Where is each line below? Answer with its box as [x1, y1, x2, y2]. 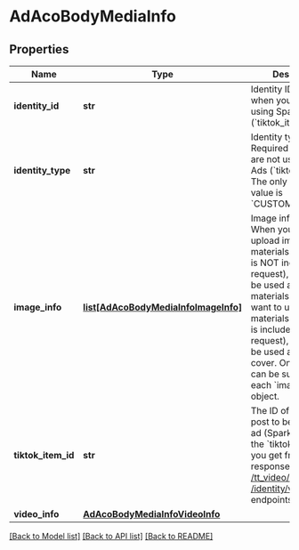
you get [250, 449, 283, 461]
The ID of [250, 405, 290, 417]
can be [250, 368, 280, 380]
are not [250, 153, 280, 166]
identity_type [13, 165, 71, 176]
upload [250, 234, 280, 247]
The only [250, 175, 287, 188]
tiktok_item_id [13, 449, 75, 461]
